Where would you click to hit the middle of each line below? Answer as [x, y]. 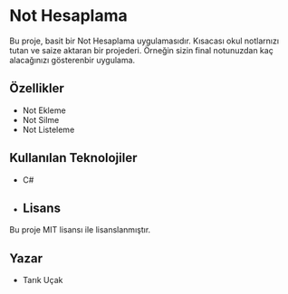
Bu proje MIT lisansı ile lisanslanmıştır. [80, 230]
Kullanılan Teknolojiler [73, 158]
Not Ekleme [44, 110]
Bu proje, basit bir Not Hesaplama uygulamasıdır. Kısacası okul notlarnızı [144, 41]
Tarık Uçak [43, 280]
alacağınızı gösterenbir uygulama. [72, 60]
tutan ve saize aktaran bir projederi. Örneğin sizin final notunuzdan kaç [141, 50]
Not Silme [41, 119]
